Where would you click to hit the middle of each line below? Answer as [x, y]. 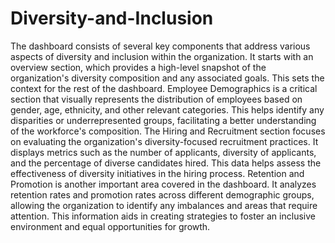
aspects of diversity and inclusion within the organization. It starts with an [162, 56]
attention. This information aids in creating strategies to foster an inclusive [163, 216]
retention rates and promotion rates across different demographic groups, [162, 194]
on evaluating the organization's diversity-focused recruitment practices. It [164, 141]
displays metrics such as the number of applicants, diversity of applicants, [163, 152]
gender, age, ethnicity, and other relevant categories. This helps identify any [167, 109]
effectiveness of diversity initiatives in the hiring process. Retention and [157, 173]
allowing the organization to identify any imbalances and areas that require [164, 205]
